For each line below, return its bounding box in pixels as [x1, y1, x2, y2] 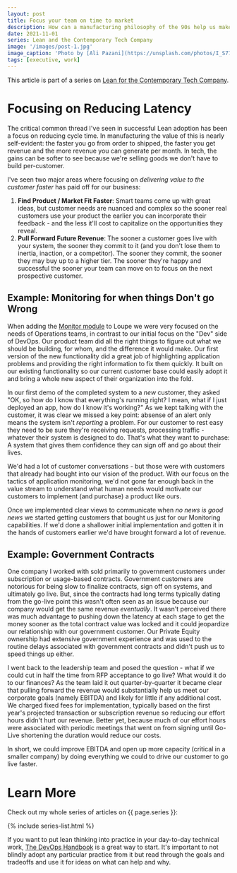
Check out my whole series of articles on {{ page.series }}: [7, 808, 178, 816]
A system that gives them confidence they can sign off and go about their [7, 440, 221, 449]
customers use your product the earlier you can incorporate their [17, 211, 207, 220]
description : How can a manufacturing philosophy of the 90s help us [7, 23, 217, 30]
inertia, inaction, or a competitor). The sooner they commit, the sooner [17, 249, 222, 257]
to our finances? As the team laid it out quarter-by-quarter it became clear [7, 679, 223, 687]
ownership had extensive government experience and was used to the [7, 635, 212, 643]
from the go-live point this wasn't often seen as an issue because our [7, 597, 209, 606]
